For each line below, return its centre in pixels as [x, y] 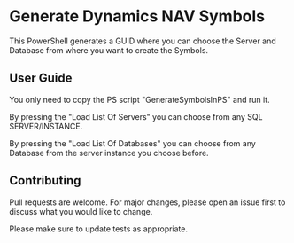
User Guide [41, 78]
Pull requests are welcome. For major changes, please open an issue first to [147, 202]
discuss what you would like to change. [81, 211]
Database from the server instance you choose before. [109, 153]
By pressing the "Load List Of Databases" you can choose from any [133, 143]
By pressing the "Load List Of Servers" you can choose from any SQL [136, 116]
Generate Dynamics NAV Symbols [137, 16]
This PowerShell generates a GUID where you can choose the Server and [143, 41]
